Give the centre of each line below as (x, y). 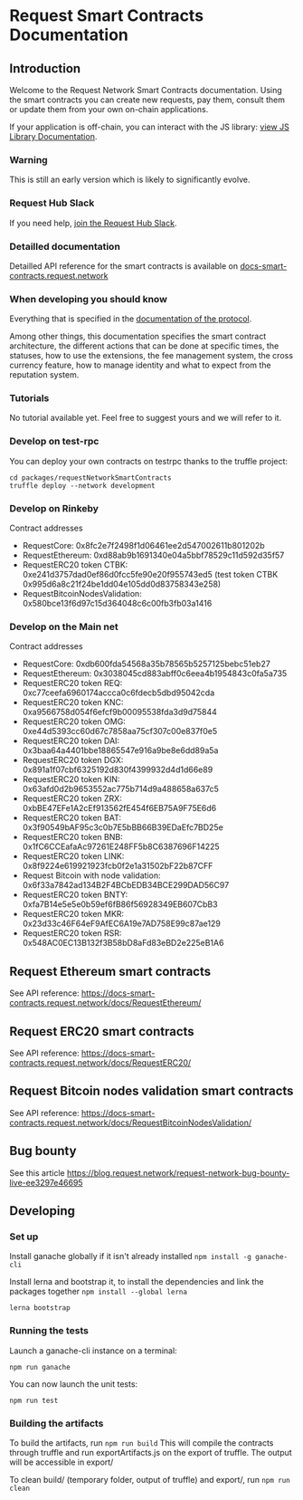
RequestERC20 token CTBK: (75, 565)
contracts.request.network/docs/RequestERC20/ (100, 1063)
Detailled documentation (65, 246)
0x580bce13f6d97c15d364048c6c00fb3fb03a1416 (117, 604)
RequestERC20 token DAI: (71, 741)
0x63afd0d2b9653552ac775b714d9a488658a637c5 (121, 789)
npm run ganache (40, 1367)
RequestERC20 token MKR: (73, 914)
